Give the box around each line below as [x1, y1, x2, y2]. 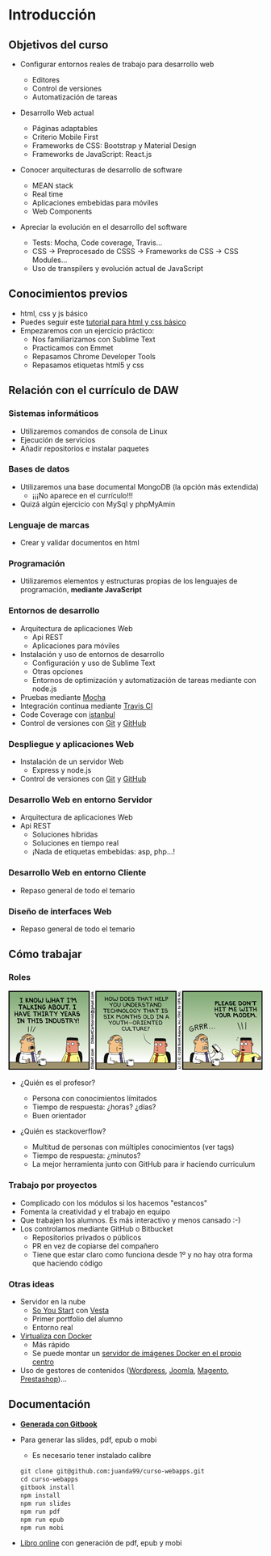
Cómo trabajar [8, 948, 82, 961]
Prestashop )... [19, 1374, 67, 1384]
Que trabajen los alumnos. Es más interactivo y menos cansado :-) [19, 1215, 241, 1225]
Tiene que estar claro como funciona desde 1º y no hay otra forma [31, 1249, 253, 1259]
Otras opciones [31, 666, 83, 676]
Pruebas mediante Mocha [19, 692, 106, 702]
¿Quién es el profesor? [19, 1078, 95, 1088]
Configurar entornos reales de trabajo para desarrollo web [19, 59, 215, 69]
